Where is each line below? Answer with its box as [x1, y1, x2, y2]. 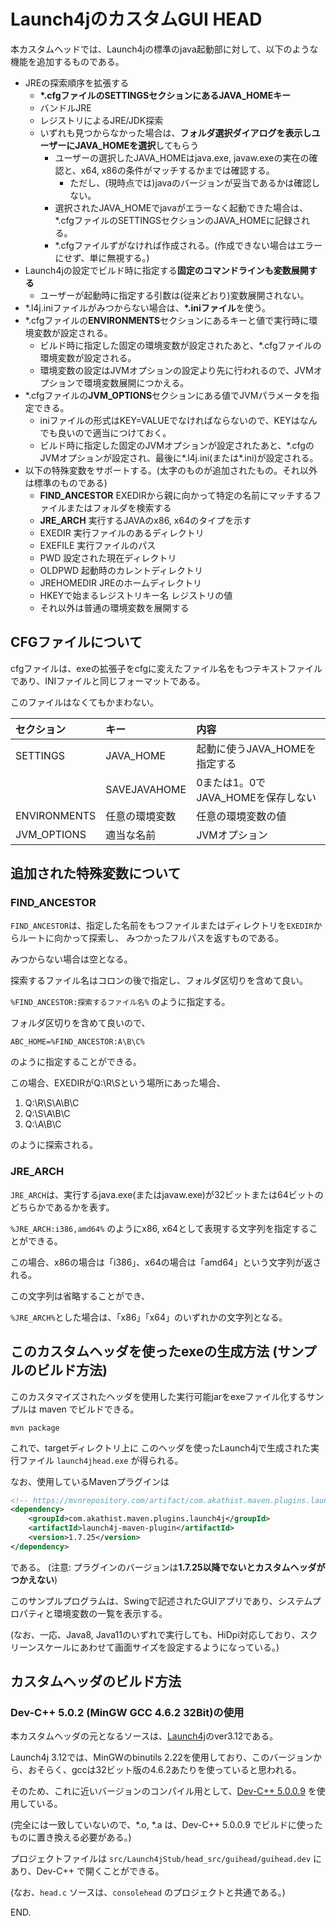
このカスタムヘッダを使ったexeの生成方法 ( [10, 1343, 278, 1360]
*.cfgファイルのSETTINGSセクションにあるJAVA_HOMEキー [39, 89, 292, 101]
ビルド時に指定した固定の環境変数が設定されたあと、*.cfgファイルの [39, 339, 322, 351]
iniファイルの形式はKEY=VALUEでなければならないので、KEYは [39, 414, 300, 426]
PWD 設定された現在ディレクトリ [39, 551, 177, 564]
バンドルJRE [39, 101, 92, 114]
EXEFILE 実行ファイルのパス [39, 539, 157, 551]
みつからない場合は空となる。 [10, 953, 133, 965]
